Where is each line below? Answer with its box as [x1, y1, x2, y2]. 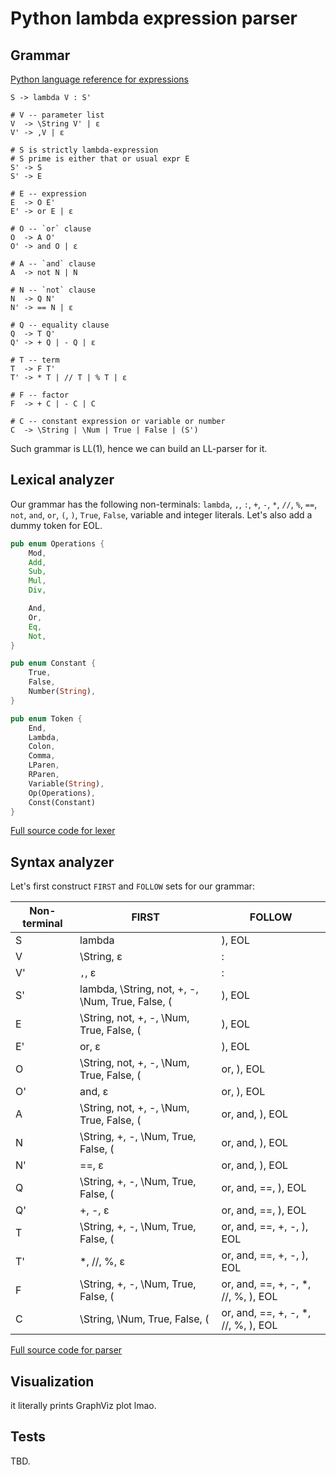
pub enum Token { [10, 713, 83, 724]
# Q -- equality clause [10, 320, 110, 330]
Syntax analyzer [10, 853, 115, 871]
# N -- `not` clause [10, 285, 97, 295]
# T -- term [10, 355, 60, 365]
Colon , [28, 742, 56, 752]
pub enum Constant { [10, 658, 97, 669]
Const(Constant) [28, 797, 97, 807]
